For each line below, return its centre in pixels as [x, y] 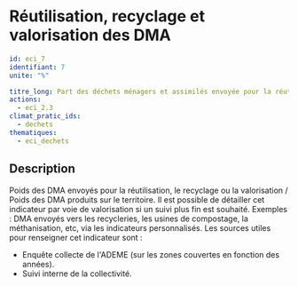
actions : [25, 99]
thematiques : [33, 132]
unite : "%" [29, 75]
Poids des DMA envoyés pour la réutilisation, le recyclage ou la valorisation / [149, 190]
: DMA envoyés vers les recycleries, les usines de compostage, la [129, 218]
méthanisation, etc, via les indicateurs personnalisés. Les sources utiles [140, 227]
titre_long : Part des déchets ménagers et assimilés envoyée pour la [141, 91]
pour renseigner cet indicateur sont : [76, 237]
